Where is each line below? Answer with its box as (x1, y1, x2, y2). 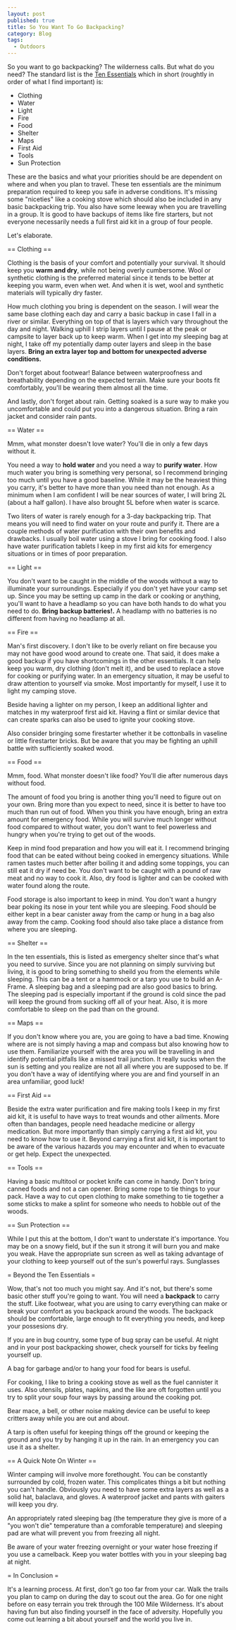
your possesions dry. (7, 1322, 68, 1330)
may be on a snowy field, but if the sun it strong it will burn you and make (7, 1242, 220, 1250)
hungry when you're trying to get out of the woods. (7, 831, 156, 838)
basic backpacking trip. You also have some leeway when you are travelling (7, 203, 227, 210)
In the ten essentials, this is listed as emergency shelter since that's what (7, 953, 220, 960)
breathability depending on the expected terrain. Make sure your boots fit (7, 376, 221, 384)
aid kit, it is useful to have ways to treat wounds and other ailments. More (7, 1112, 220, 1120)
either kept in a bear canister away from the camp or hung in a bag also (7, 910, 215, 918)
